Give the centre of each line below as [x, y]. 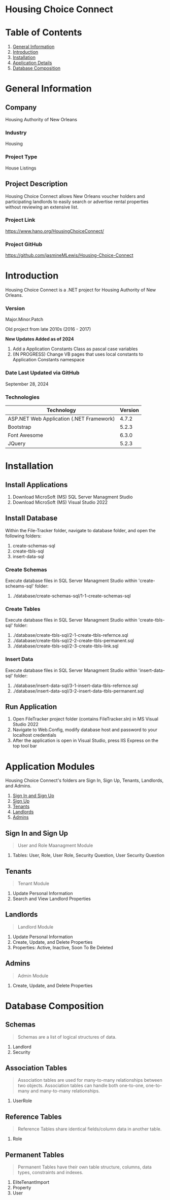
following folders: [23, 536]
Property [22, 1188]
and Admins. [19, 786]
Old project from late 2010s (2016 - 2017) [48, 329]
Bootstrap [20, 427]
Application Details [32, 63]
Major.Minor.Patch [24, 319]
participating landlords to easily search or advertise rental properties [77, 201]
